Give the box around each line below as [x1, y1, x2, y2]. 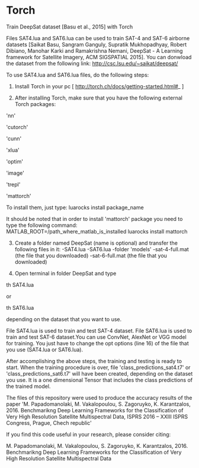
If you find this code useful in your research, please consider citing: [6, 431, 171, 438]
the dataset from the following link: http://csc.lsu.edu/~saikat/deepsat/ [6, 60, 178, 67]
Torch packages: [14, 100, 56, 107]
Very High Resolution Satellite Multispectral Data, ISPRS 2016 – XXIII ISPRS [6, 413, 188, 420]
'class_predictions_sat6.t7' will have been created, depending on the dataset [6, 370, 193, 377]
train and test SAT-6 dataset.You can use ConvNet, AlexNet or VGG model [6, 333, 187, 341]
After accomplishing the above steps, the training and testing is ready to [6, 357, 182, 364]
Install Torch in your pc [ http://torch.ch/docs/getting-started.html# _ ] [14, 82, 184, 89]
